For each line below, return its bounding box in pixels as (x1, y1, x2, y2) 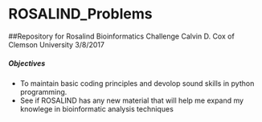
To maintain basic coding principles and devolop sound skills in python (19, 78, 255, 88)
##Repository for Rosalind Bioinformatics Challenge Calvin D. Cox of (8, 31, 235, 41)
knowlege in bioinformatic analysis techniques (19, 104, 174, 113)
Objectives (8, 58, 46, 68)
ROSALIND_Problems (8, 5, 153, 23)
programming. (19, 87, 68, 96)
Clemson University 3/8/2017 (8, 39, 104, 49)
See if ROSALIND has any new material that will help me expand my (19, 96, 244, 105)
